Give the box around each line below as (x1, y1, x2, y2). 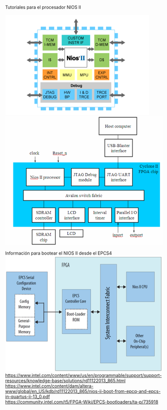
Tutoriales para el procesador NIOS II (5, 4, 81, 10)
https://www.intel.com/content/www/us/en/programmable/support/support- (5, 372, 162, 378)
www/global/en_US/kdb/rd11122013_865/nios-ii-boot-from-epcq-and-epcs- (5, 388, 161, 394)
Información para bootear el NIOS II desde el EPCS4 (5, 250, 112, 256)
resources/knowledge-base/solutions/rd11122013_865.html (5, 377, 126, 383)
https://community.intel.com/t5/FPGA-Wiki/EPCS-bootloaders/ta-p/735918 (5, 398, 159, 404)
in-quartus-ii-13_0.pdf (5, 393, 50, 399)
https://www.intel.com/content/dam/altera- (5, 382, 94, 389)
